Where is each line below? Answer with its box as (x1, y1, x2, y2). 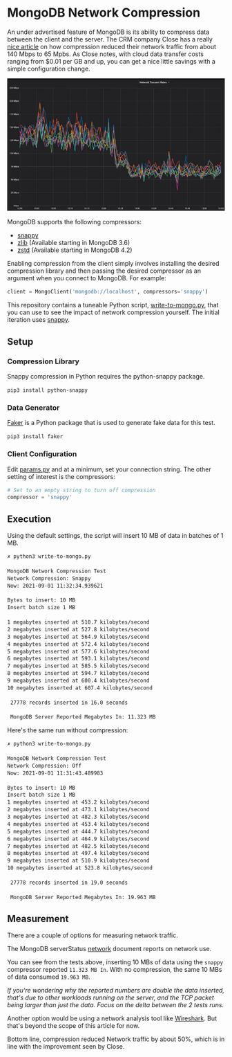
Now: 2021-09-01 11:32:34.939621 (7, 582, 104, 589)
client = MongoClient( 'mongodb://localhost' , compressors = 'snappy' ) (7, 289, 209, 296)
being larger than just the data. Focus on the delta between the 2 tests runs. (7, 1001, 224, 1009)
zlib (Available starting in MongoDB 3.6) (17, 239, 130, 247)
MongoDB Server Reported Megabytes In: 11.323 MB (10, 714, 156, 721)
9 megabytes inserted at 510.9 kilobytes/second (7, 857, 150, 865)
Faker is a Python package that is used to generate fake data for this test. (7, 419, 215, 427)
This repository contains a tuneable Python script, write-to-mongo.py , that (7, 301, 219, 309)
